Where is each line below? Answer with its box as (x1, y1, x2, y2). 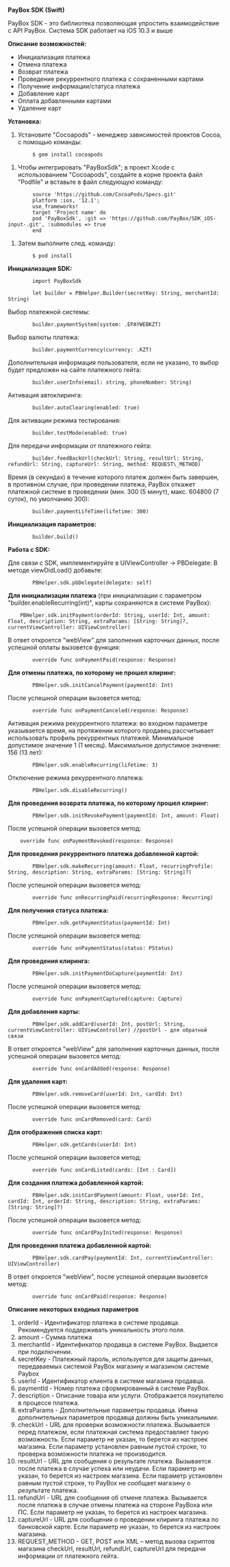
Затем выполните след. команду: (17, 240, 116, 247)
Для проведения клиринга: (8, 957, 90, 965)
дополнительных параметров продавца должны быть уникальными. (17, 1413, 219, 1421)
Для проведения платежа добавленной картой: (8, 1242, 152, 1249)
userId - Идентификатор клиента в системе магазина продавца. (17, 1377, 205, 1385)
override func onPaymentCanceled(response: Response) (32, 707, 189, 714)
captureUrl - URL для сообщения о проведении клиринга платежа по (17, 1516, 219, 1523)
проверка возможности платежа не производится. (17, 1450, 167, 1458)
